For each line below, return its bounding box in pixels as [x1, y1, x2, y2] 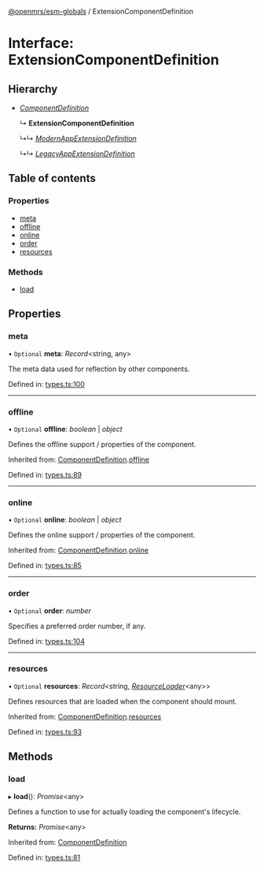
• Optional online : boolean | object [8, 515, 122, 525]
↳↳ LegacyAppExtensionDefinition [19, 149, 135, 158]
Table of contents [8, 172, 96, 185]
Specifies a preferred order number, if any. [8, 621, 146, 630]
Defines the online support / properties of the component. [8, 530, 196, 540]
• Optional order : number [8, 606, 92, 615]
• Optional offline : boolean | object [8, 424, 123, 433]
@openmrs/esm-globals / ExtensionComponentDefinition [8, 7, 194, 16]
